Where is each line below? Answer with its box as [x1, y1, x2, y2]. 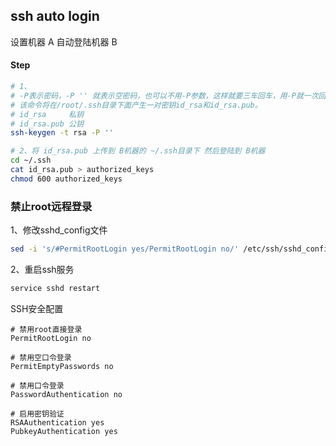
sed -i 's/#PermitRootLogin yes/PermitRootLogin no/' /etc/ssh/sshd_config [10, 244, 333, 254]
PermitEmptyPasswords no [10, 361, 114, 371]
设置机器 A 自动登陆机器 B [10, 35, 118, 48]
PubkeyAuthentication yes [10, 426, 118, 436]
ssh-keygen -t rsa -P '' [10, 128, 114, 138]
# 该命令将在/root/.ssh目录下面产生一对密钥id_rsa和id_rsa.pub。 [10, 100, 263, 110]
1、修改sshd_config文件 [10, 224, 108, 236]
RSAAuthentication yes [10, 417, 105, 428]
